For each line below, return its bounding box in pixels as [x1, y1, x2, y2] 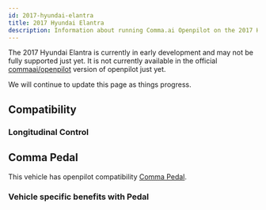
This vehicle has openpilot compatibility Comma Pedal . [8, 171, 188, 182]
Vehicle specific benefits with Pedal [8, 191, 149, 202]
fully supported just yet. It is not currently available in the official [8, 56, 218, 66]
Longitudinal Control [8, 126, 89, 137]
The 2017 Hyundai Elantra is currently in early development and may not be [8, 48, 253, 58]
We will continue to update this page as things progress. [8, 80, 192, 89]
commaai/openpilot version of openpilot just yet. [8, 65, 166, 74]
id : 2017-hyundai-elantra [8, 11, 93, 20]
